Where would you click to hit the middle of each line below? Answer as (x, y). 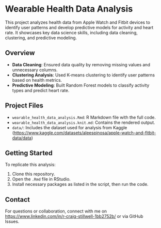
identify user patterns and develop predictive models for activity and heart (79, 27)
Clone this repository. (33, 174)
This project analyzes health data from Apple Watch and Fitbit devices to (78, 22)
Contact (17, 199)
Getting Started (29, 153)
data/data (22, 138)
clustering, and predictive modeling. (41, 38)
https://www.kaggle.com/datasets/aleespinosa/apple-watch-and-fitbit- (85, 133)
